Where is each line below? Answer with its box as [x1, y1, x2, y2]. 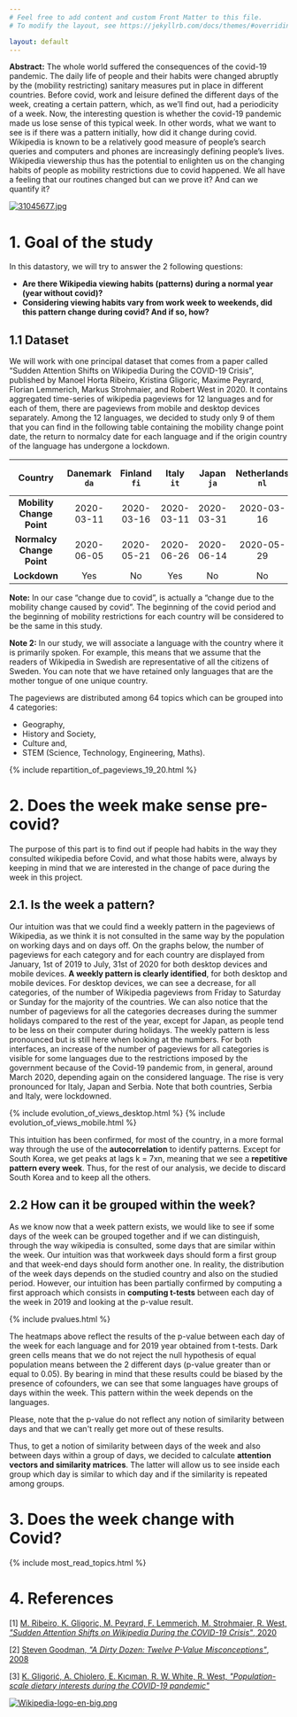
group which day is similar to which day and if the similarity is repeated [9, 1468, 268, 1480]
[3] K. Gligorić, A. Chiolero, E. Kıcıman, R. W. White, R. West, [9, 1671, 228, 1682]
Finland [119, 467, 153, 479]
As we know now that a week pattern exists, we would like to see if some [9, 1221, 275, 1231]
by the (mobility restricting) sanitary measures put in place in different [9, 81, 263, 91]
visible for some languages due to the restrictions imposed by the [9, 1053, 248, 1063]
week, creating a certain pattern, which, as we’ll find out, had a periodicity [9, 99, 279, 110]
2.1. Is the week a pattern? [9, 897, 156, 913]
